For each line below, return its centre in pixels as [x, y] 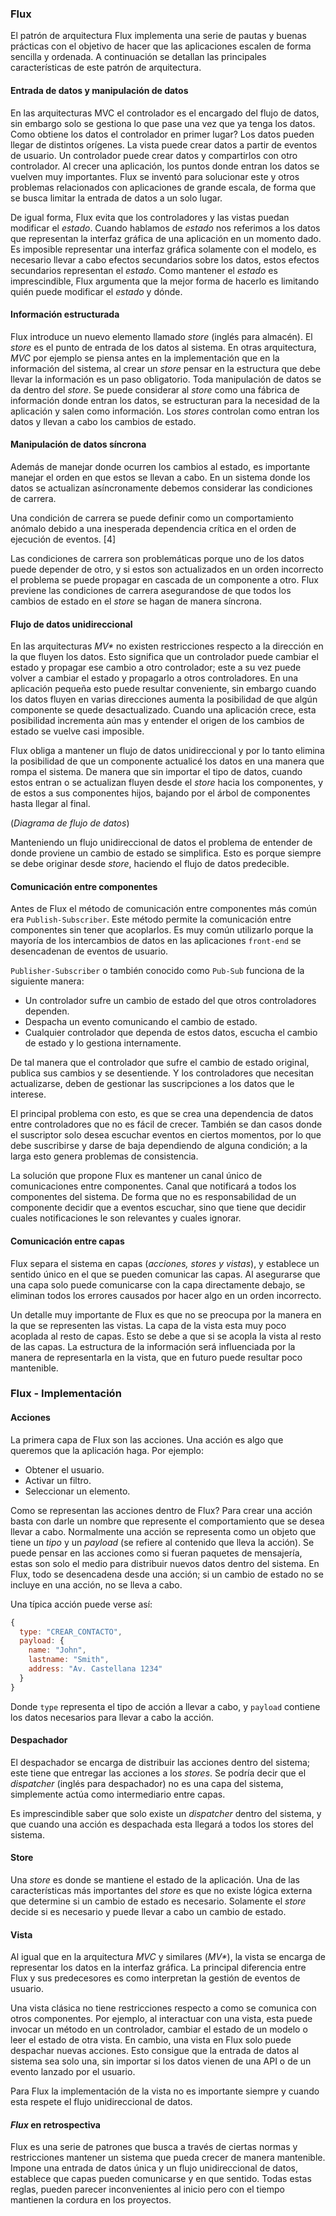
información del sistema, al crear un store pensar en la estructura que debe [165, 368]
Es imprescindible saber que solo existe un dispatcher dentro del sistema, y [166, 1813]
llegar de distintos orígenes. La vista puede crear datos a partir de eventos [164, 144]
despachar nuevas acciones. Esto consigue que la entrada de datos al [155, 2051]
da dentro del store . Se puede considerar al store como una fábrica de [155, 389]
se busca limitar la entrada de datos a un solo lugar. [116, 198]
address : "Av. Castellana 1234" [95, 1669]
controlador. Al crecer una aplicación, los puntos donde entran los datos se [165, 166]
